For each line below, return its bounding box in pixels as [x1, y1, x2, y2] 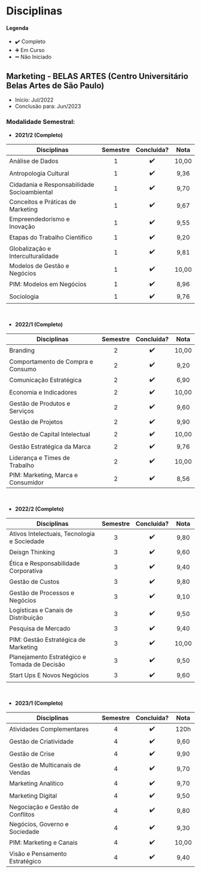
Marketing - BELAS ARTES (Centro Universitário [6, 71, 188, 81]
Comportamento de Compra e [9, 357, 94, 366]
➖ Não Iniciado [14, 53, 52, 60]
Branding [9, 346, 35, 354]
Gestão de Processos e [9, 589, 75, 597]
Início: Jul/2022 [14, 96, 54, 104]
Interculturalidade [9, 251, 59, 260]
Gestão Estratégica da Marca [9, 442, 91, 450]
